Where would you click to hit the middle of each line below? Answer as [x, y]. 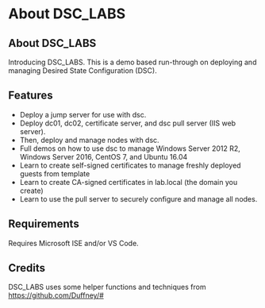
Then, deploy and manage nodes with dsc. [90, 140]
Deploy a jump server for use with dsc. [83, 114]
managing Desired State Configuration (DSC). [83, 71]
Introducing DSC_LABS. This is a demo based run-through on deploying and [132, 62]
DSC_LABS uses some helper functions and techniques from [107, 287]
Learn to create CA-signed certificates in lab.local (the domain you [129, 182]
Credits [27, 268]
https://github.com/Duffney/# [56, 295]
